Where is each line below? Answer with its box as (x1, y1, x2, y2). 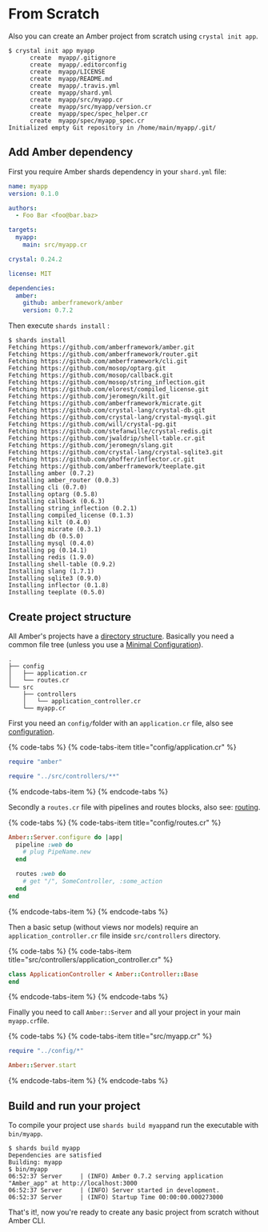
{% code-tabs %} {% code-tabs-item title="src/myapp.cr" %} (8, 1031, 213, 1041)
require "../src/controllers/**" (8, 772, 120, 780)
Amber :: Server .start (8, 1062, 78, 1070)
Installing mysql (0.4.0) (8, 539, 94, 548)
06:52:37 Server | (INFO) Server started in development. (8, 1186, 220, 1194)
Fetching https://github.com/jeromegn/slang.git (8, 442, 174, 450)
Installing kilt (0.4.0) (8, 518, 91, 526)
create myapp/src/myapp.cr (29, 95, 124, 104)
